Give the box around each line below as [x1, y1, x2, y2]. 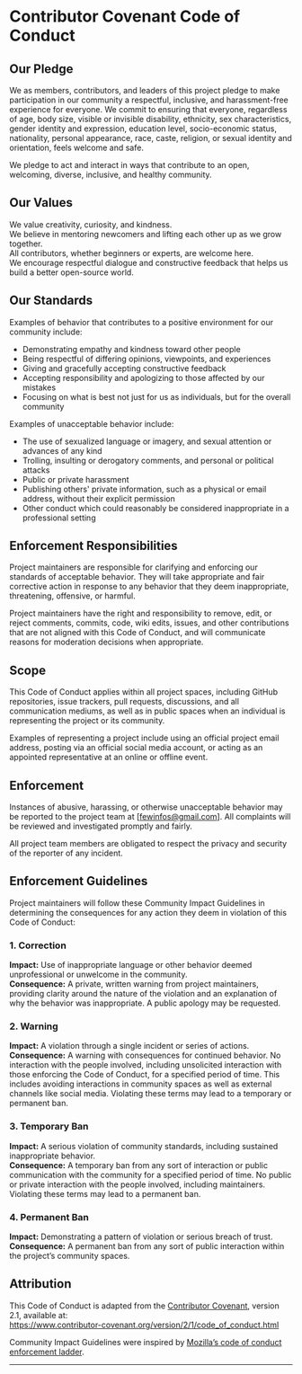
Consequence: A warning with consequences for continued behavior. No [9, 1050, 281, 1061]
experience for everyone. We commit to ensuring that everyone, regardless [9, 104, 288, 114]
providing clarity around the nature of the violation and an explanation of [9, 988, 278, 999]
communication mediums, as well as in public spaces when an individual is [9, 705, 286, 716]
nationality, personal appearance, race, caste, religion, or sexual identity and [9, 133, 292, 143]
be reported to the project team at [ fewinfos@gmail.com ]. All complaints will [9, 811, 291, 822]
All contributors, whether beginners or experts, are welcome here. [9, 247, 254, 258]
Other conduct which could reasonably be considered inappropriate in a [22, 502, 289, 513]
